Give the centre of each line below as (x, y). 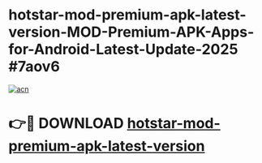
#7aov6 (34, 67)
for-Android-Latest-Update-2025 (123, 49)
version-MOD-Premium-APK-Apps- (131, 32)
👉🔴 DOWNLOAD (66, 124)
